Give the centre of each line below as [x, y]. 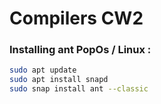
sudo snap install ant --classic [79, 89]
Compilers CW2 [76, 18]
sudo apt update [43, 70]
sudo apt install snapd [59, 80]
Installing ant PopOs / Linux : [80, 50]
